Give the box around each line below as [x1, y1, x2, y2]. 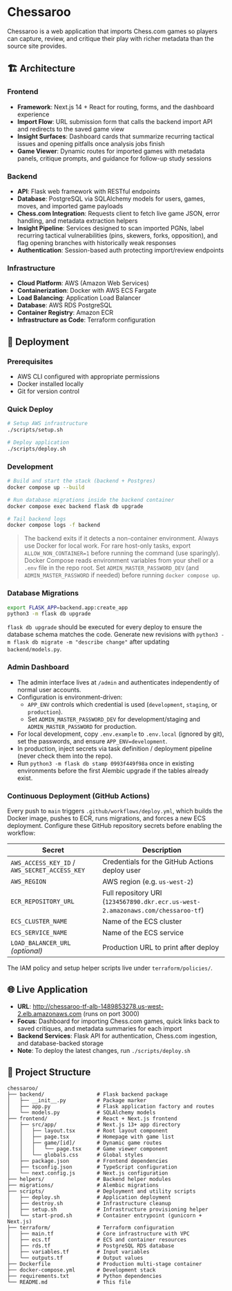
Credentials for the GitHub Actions [102, 856, 214, 866]
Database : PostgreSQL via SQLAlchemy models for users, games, [17, 195, 206, 203]
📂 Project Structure [7, 1067, 91, 1078]
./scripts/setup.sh [7, 426, 64, 433]
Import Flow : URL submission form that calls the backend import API [17, 117, 213, 125]
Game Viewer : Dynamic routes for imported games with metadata [17, 147, 205, 155]
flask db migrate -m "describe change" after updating [13, 638, 170, 646]
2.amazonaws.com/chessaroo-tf [102, 906, 202, 914]
